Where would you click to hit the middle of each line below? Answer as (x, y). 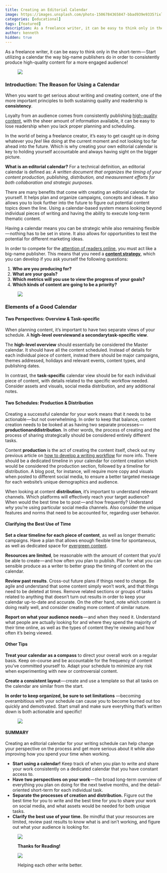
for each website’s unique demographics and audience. (62, 482)
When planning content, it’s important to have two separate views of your (80, 330)
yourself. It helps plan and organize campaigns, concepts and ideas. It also (82, 198)
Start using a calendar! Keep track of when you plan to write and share (85, 764)
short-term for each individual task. (67, 790)
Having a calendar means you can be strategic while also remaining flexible (83, 228)
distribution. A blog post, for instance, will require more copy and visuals (79, 471)
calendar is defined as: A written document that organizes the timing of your (83, 172)
